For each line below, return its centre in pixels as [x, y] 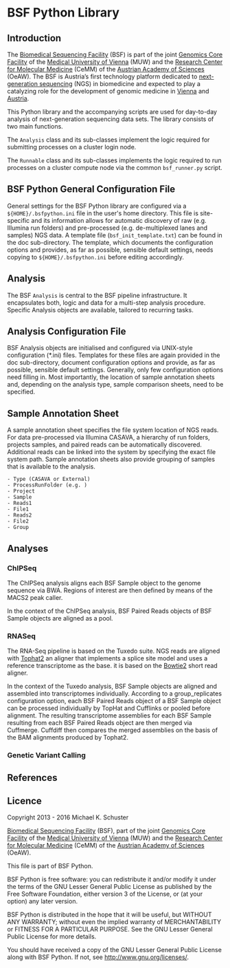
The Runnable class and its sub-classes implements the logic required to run [114, 160]
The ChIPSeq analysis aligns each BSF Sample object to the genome [104, 583]
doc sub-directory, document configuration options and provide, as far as [111, 363]
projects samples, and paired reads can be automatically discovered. [105, 444]
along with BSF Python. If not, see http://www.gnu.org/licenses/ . [98, 957]
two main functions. [35, 126]
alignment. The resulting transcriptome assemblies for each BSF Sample [109, 716]
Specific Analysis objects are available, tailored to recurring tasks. [100, 310]
